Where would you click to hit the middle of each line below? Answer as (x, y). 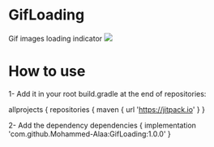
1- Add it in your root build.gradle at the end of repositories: (107, 93)
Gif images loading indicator (56, 38)
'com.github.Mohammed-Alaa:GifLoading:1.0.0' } (90, 134)
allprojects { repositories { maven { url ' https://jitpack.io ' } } (107, 109)
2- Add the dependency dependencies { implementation (103, 125)
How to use (47, 71)
